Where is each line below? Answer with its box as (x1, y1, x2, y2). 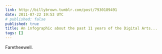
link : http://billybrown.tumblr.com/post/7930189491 (5, 7, 117, 12)
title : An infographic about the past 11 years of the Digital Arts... (5, 26, 157, 31)
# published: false (5, 16, 46, 21)
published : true (5, 21, 39, 26)
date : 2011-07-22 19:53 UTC (5, 12, 64, 17)
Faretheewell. (5, 44, 33, 50)
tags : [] (5, 30, 23, 35)
